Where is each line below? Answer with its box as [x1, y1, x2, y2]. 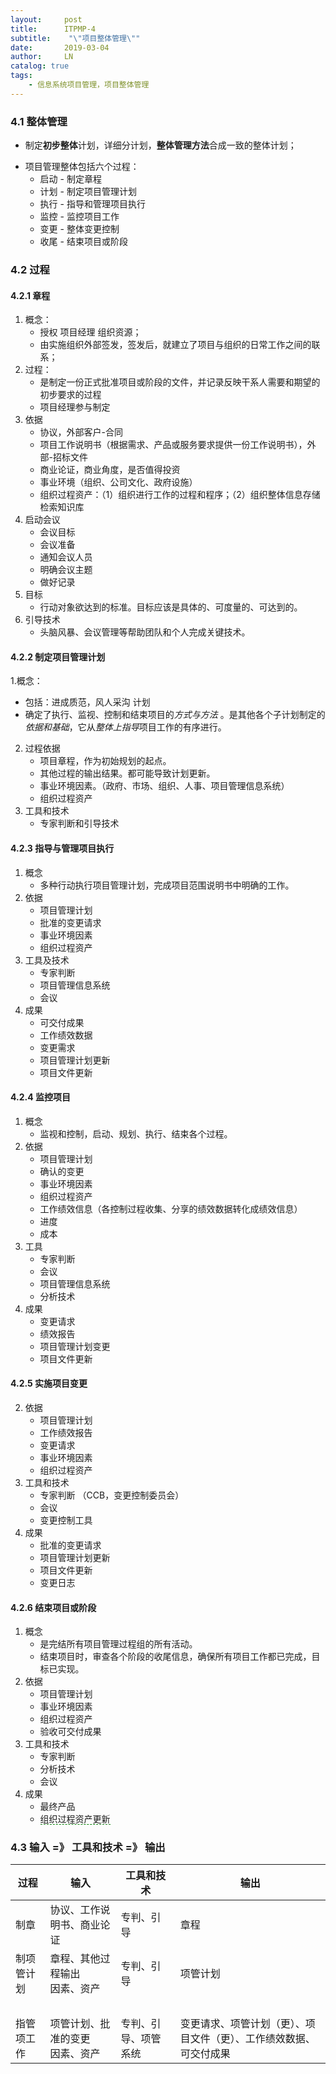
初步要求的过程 [39, 389, 102, 401]
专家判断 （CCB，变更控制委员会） [39, 1489, 185, 1501]
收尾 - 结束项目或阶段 [39, 236, 128, 248]
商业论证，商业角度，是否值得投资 [39, 464, 181, 476]
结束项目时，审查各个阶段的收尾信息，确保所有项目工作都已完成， [39, 1651, 312, 1663]
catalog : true [10, 61, 70, 71]
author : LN [10, 52, 74, 62]
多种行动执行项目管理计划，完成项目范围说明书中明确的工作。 [39, 879, 295, 891]
